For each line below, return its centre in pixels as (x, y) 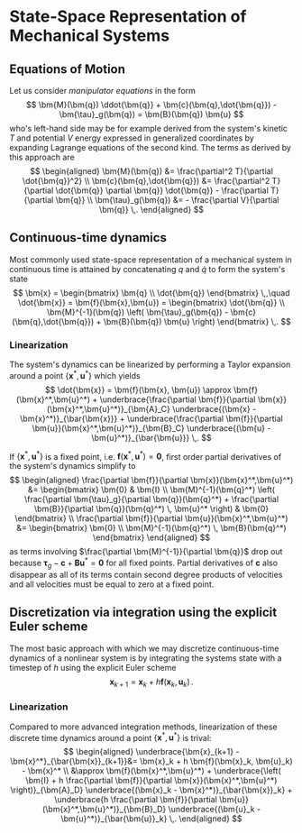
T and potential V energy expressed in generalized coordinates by (132, 138)
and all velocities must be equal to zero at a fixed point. (112, 584)
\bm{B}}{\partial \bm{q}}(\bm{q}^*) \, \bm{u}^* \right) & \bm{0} (151, 509)
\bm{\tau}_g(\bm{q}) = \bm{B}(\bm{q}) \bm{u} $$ (151, 114)
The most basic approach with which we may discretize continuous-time (144, 648)
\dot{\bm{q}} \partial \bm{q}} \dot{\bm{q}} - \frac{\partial (162, 190)
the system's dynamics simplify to (73, 466)
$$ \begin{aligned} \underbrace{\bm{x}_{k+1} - (151, 752)
